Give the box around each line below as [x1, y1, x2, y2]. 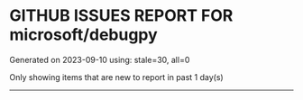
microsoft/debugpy [9, 24, 158, 45]
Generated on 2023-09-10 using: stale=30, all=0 [9, 54, 190, 65]
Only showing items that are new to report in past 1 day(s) [9, 71, 224, 82]
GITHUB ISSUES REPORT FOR [9, 5, 234, 26]
